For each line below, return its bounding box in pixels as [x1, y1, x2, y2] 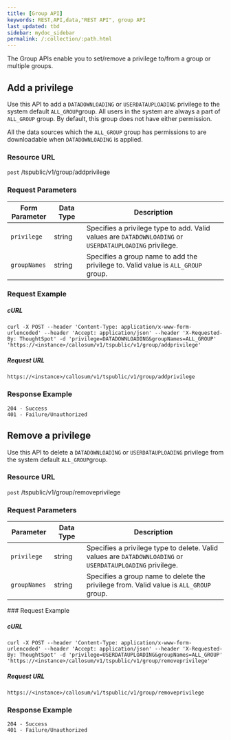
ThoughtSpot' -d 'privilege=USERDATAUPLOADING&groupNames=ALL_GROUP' [19, 651, 223, 659]
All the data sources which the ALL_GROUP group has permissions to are [7, 128, 207, 136]
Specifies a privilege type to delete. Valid [86, 543, 219, 553]
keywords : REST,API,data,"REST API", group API [7, 17, 146, 23]
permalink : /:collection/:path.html [7, 36, 112, 43]
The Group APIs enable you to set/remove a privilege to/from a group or [7, 54, 211, 63]
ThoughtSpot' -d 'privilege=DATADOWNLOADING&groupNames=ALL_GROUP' [19, 336, 217, 342]
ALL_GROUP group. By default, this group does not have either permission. [7, 114, 212, 122]
